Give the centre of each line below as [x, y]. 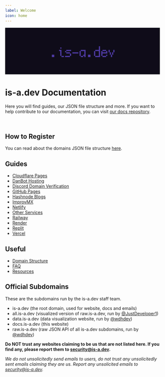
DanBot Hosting [28, 181]
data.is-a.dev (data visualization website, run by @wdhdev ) [72, 319]
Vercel [19, 233]
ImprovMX [23, 202]
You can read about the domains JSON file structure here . [64, 149]
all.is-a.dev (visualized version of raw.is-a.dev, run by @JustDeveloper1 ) [85, 313]
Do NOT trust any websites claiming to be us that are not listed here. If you [82, 344]
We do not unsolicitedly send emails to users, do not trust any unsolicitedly [81, 359]
